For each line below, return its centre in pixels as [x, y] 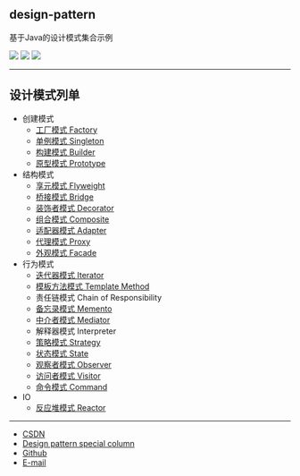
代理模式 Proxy [63, 242]
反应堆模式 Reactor [71, 407]
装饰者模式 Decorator [75, 208]
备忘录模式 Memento [74, 309]
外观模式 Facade [66, 252]
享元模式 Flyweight [70, 185]
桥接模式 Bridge [64, 197]
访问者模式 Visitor [68, 376]
